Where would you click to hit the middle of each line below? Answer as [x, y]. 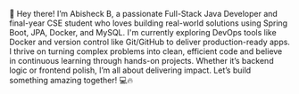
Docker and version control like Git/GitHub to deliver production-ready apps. [149, 42]
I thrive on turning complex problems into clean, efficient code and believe [146, 51]
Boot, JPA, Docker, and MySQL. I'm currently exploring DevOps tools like [143, 32]
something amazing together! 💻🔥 [71, 80]
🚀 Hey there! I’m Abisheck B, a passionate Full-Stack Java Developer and [144, 14]
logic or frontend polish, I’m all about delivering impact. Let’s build [130, 70]
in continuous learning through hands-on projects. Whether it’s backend [141, 61]
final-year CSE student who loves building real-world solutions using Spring [149, 23]
